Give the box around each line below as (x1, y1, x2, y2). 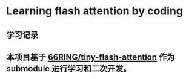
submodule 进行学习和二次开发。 (6, 63, 131, 74)
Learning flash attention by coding (6, 4, 184, 18)
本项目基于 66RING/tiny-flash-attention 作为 (6, 52, 175, 62)
